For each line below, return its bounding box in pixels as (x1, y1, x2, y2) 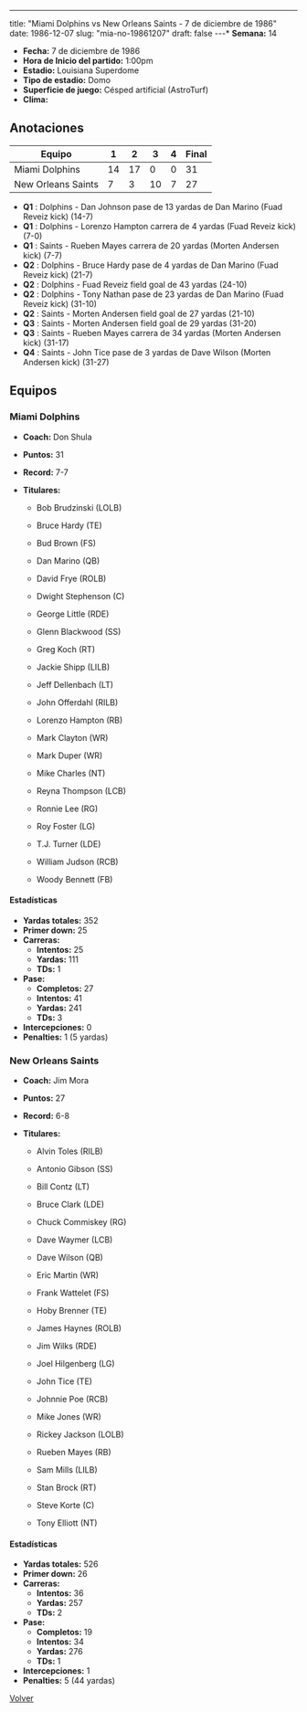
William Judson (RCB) (36, 856, 119, 867)
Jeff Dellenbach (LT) (36, 679, 114, 690)
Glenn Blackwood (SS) (36, 626, 122, 637)
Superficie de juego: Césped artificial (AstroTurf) (22, 84, 209, 95)
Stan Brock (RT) (36, 1482, 97, 1493)
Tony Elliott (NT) (36, 1517, 98, 1528)
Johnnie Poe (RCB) (36, 1394, 109, 1404)
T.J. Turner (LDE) (36, 838, 101, 850)
